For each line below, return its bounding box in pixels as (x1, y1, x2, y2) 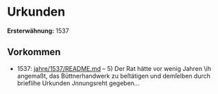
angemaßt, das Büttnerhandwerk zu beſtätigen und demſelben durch (16, 72, 210, 80)
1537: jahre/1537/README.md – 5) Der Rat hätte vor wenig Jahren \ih (16, 64, 211, 72)
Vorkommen (7, 46, 61, 58)
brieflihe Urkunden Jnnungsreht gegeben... (16, 79, 140, 87)
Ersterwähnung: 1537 (7, 27, 70, 35)
